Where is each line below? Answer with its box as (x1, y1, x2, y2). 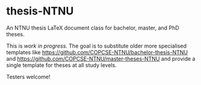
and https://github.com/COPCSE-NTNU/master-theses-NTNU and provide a (6, 55, 196, 62)
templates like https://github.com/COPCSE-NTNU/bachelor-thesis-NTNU (6, 48, 188, 55)
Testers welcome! (6, 73, 51, 80)
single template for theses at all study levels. (6, 61, 117, 69)
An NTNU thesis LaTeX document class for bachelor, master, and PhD (6, 24, 179, 31)
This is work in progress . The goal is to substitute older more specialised (6, 42, 187, 49)
